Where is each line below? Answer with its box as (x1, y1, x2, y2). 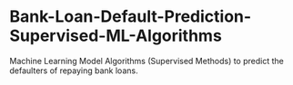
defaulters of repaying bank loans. (9, 65, 138, 76)
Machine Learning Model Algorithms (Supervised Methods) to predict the (9, 55, 284, 66)
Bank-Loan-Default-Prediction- (9, 6, 252, 27)
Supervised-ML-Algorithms (9, 25, 223, 46)
